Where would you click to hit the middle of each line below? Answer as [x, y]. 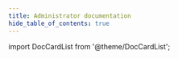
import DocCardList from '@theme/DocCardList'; [89, 46]
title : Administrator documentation [70, 16]
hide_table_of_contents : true [59, 23]
